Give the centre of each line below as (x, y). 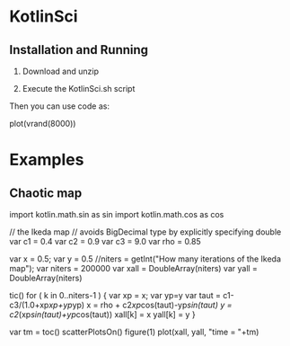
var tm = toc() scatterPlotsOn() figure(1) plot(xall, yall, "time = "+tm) (134, 332)
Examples (47, 160)
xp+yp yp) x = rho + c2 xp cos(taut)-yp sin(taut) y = (141, 305)
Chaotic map (46, 193)
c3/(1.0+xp (29, 305)
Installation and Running (79, 50)
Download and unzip (60, 71)
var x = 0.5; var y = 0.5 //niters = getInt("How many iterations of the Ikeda (145, 259)
